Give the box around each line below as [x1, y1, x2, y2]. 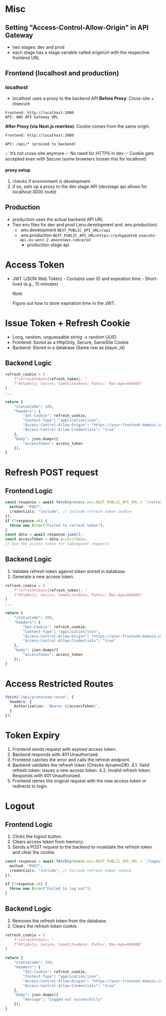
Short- [145, 276, 158, 282]
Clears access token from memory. [12, 838, 84, 845]
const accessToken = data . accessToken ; [5, 537, 87, 542]
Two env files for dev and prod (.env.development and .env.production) [12, 221, 158, 227]
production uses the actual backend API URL [12, 216, 104, 222]
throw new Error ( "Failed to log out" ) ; [9, 886, 92, 891]
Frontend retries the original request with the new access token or [12, 778, 147, 784]
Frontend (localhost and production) [5, 69, 120, 77]
